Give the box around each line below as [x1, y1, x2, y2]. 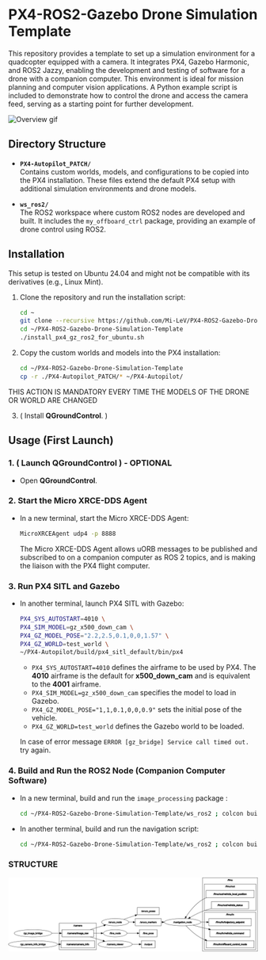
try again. [19, 745, 51, 755]
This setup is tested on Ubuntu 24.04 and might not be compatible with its [8, 268, 250, 278]
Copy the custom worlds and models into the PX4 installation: [19, 348, 221, 358]
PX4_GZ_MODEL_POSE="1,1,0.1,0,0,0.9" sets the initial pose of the [31, 705, 242, 714]
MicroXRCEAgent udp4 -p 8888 [19, 530, 116, 537]
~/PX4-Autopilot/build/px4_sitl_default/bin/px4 [19, 648, 184, 656]
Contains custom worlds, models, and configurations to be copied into [19, 166, 249, 176]
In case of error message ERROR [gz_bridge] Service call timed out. [19, 737, 249, 747]
